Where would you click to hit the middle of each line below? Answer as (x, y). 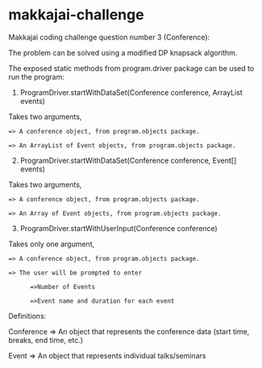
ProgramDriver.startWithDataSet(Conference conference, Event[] (128, 160)
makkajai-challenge (76, 15)
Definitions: (27, 316)
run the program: (36, 76)
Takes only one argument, (52, 244)
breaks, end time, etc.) (46, 340)
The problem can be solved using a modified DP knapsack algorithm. (123, 52)
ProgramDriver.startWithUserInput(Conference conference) (119, 228)
